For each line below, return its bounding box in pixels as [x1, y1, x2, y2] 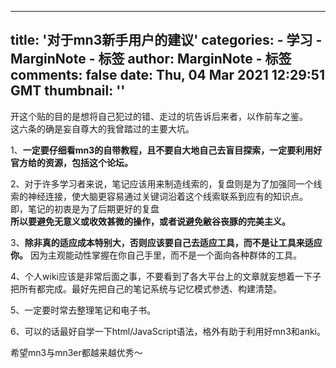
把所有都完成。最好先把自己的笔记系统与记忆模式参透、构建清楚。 [10, 282, 282, 295]
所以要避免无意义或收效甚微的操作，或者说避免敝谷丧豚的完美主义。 [10, 215, 291, 227]
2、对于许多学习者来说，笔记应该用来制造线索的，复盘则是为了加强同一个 [10, 177, 314, 190]
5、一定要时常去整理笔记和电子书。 [10, 304, 157, 316]
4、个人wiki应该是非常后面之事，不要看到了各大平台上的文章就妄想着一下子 [10, 270, 322, 282]
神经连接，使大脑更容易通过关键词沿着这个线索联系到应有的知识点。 [27, 190, 308, 202]
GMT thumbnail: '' [10, 82, 126, 100]
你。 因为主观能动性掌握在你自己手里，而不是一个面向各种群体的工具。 [10, 249, 302, 261]
